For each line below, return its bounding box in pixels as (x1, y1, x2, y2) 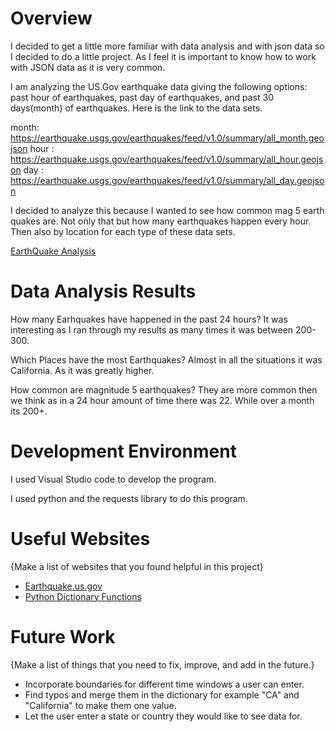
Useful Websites (10, 528, 151, 550)
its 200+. (10, 405, 48, 417)
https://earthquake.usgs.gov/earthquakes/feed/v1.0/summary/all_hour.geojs (10, 153, 324, 165)
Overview (10, 7, 93, 30)
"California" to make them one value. (24, 699, 177, 711)
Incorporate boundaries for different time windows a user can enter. (24, 678, 305, 690)
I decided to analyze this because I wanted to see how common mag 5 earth (10, 204, 325, 216)
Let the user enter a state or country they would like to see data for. (24, 710, 303, 722)
